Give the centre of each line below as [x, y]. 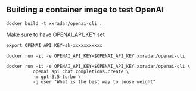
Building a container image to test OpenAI [85, 10]
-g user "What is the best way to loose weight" [94, 82]
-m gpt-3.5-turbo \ [57, 77]
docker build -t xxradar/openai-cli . [54, 23]
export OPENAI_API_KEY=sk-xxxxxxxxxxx [54, 45]
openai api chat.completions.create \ [81, 71]
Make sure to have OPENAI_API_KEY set [56, 34]
